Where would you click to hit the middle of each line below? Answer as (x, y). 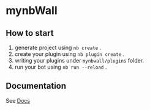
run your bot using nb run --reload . (61, 67)
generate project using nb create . (58, 47)
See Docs (18, 100)
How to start (30, 33)
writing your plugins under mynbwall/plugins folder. (79, 60)
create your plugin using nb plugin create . (69, 54)
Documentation (36, 86)
